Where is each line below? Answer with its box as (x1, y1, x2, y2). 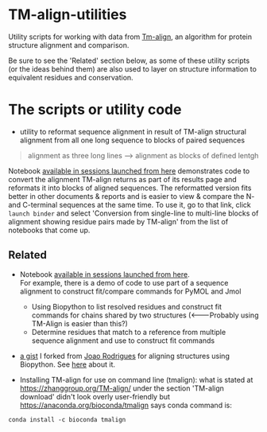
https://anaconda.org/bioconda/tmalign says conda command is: (19, 400, 232, 410)
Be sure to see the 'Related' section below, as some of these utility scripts (8, 56, 250, 65)
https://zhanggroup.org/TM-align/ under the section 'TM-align (19, 383, 225, 393)
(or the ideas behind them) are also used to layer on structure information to (8, 64, 257, 73)
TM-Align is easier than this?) (31, 318, 129, 328)
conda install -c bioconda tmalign (8, 415, 126, 423)
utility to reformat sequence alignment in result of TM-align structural (19, 126, 246, 136)
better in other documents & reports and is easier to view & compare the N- (8, 191, 255, 200)
